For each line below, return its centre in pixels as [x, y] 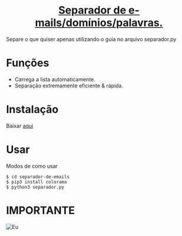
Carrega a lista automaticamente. [55, 79]
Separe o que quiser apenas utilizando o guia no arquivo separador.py [91, 39]
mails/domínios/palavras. [99, 23]
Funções [28, 63]
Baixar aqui [20, 126]
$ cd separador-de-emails [38, 177]
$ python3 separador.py [35, 187]
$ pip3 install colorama [37, 182]
